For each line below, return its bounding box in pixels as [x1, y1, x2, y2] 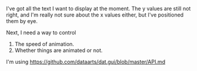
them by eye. [6, 18, 38, 24]
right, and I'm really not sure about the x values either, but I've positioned [6, 11, 184, 18]
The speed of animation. [14, 41, 74, 47]
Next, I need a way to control [6, 29, 77, 36]
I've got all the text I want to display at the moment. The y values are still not [6, 5, 191, 12]
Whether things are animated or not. [14, 47, 103, 54]
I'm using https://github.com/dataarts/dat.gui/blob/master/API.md [6, 59, 166, 65]
